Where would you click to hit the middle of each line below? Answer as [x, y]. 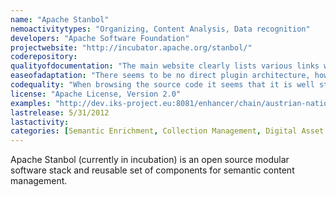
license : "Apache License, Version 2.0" [96, 94]
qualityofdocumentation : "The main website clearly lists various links [165, 66]
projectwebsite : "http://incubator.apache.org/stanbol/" [131, 47]
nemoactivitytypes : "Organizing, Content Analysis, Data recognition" [160, 29]
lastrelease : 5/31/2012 [60, 112]
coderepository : [44, 57]
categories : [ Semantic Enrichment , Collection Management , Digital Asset [167, 131]
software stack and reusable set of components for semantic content [152, 170]
